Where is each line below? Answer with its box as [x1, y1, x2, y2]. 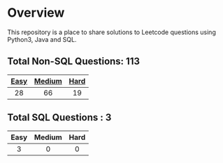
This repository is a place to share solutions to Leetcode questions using [7, 28, 217, 36]
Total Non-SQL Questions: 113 [7, 56, 141, 68]
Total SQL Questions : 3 [7, 111, 112, 123]
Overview [7, 5, 65, 21]
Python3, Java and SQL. [7, 35, 77, 43]
